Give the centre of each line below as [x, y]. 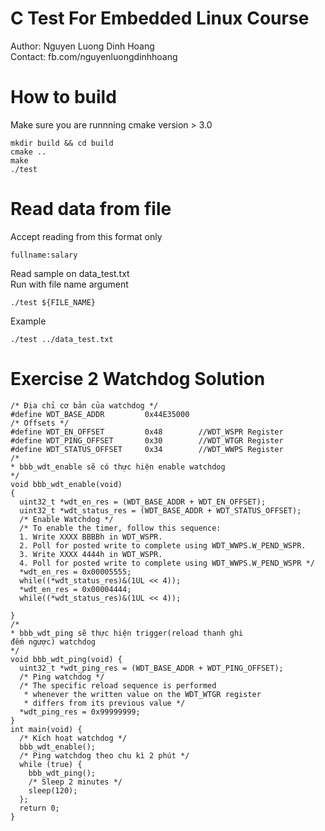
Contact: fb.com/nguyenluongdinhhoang [94, 56]
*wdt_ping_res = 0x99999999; [80, 712]
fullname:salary [44, 255]
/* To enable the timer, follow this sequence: [120, 528]
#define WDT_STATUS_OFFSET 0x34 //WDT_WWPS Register [147, 449]
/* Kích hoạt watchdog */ [73, 738]
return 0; [39, 808]
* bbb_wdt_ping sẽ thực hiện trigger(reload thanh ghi [127, 633]
